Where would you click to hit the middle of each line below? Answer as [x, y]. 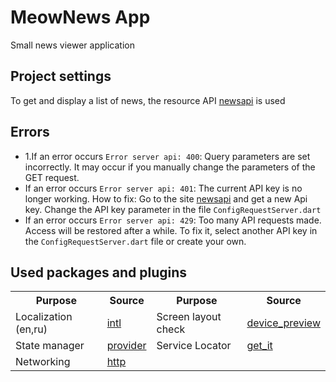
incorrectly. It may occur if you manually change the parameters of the [170, 167]
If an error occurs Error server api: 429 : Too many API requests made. [173, 220]
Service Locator [194, 346]
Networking [43, 362]
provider [126, 346]
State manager [50, 346]
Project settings [61, 76]
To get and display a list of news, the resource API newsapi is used [148, 100]
